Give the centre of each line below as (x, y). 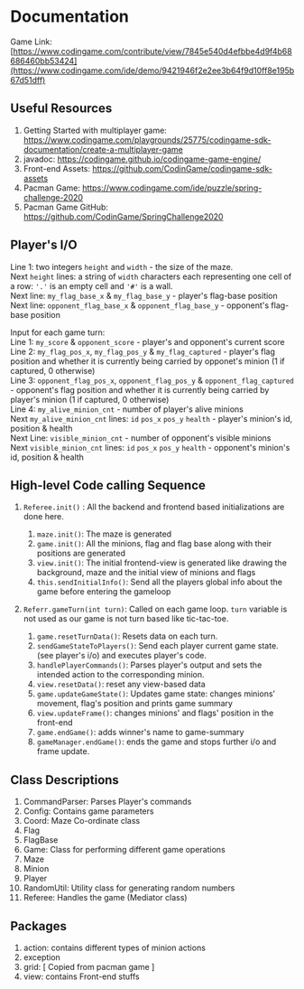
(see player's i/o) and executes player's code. (121, 656)
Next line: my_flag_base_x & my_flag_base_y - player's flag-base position (144, 295)
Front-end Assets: (57, 168)
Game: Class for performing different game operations (124, 850)
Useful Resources (61, 109)
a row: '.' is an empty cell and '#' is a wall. (92, 285)
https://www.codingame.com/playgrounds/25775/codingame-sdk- (147, 140)
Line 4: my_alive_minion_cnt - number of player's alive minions (127, 409)
